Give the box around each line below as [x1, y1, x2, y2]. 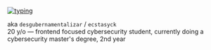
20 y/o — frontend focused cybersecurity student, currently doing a [7, 28, 204, 35]
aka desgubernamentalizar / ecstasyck [7, 20, 117, 28]
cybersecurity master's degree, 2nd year [7, 35, 126, 43]
